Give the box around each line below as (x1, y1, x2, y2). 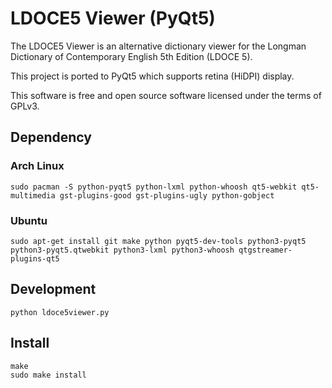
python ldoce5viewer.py (10, 307, 110, 317)
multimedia (10, 190, 56, 201)
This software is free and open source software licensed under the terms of (10, 89, 322, 101)
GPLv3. (10, 100, 40, 112)
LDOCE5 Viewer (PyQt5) (10, 7, 216, 30)
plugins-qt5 (10, 253, 60, 264)
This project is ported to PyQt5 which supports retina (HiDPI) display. (10, 70, 295, 82)
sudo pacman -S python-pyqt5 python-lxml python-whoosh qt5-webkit (10, 182, 298, 192)
